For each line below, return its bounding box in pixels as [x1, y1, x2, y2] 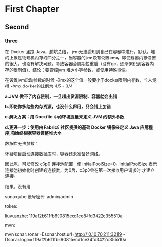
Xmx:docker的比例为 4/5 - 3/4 [12, 83, 73, 89]
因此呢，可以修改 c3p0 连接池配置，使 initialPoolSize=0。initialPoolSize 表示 [5, 161, 157, 167]
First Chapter [5, 3, 59, 15]
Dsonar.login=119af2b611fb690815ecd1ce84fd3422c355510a [5, 236, 127, 242]
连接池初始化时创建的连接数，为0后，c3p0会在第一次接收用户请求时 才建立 [5, 167, 155, 173]
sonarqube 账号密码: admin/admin [5, 193, 74, 199]
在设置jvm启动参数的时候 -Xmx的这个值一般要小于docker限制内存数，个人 [5, 77, 153, 83]
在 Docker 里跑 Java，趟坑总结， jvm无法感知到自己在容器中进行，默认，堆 [5, 48, 155, 54]
